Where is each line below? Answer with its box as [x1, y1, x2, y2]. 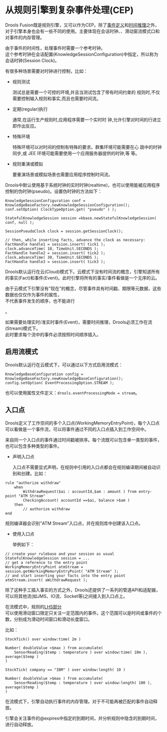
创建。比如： [21, 470, 48, 476]
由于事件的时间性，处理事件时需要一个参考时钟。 [5, 45, 105, 51]
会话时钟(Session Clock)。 [5, 57, 60, 63]
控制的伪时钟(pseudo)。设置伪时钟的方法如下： [5, 188, 102, 194]
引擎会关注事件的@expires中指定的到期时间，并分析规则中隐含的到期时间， [5, 715, 160, 721]
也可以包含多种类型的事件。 [5, 443, 62, 449]
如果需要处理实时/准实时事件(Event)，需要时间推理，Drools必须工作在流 [5, 319, 153, 325]
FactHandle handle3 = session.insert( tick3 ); [5, 259, 106, 264]
